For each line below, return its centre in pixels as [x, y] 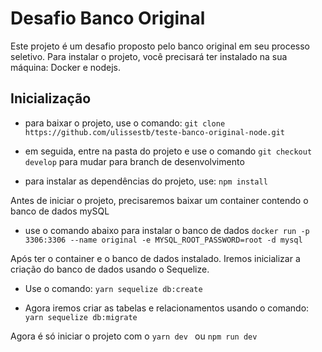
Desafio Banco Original [108, 18]
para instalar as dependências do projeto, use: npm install [146, 181]
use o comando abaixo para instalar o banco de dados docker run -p [167, 230]
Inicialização [51, 98]
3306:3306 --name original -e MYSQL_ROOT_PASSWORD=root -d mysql [163, 240]
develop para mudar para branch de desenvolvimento [134, 161]
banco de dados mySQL [60, 211]
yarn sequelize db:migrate [81, 317]
